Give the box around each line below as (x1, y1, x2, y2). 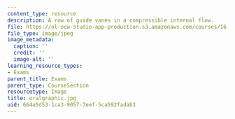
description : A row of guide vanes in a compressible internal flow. (7, 17, 215, 24)
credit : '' (13, 50, 45, 57)
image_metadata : (7, 36, 55, 43)
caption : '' (13, 43, 49, 50)
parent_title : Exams (7, 75, 68, 83)
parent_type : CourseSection (7, 82, 90, 89)
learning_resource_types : (7, 62, 83, 69)
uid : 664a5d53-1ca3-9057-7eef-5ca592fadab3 (7, 101, 136, 108)
